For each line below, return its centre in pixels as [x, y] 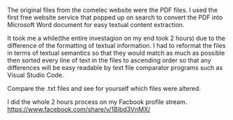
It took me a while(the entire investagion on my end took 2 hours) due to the [116, 38]
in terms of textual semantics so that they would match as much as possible [116, 53]
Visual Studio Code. [36, 75]
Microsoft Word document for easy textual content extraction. [96, 25]
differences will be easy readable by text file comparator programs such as [115, 68]
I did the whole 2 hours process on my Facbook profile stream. [97, 102]
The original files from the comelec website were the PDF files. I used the [113, 10]
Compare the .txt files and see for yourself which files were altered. [104, 88]
